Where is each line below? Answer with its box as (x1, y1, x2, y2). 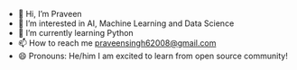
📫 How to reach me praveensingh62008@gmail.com (17, 38, 217, 48)
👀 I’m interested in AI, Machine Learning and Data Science (17, 18, 235, 29)
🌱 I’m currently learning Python (17, 28, 134, 38)
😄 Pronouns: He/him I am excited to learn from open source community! (17, 50, 289, 61)
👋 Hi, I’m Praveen (17, 9, 83, 19)
